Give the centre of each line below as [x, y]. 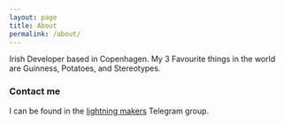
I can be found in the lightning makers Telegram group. [109, 111]
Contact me [35, 91]
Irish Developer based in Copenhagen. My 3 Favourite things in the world [142, 59]
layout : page [33, 17]
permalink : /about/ [45, 34]
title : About [33, 26]
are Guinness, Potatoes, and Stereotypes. [85, 68]
